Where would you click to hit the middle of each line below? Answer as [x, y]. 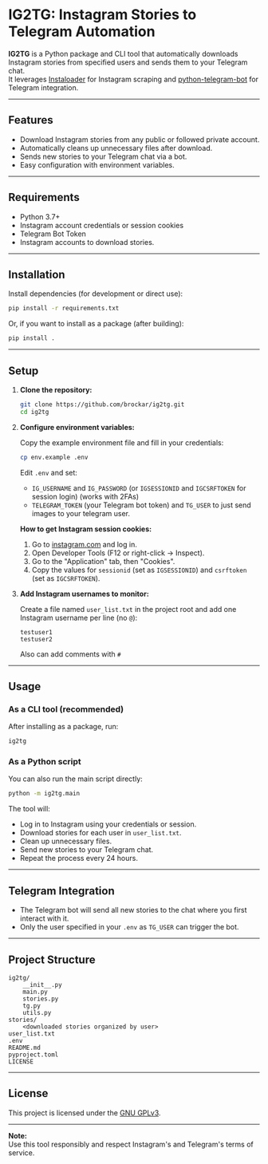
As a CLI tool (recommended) [66, 709]
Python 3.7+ [40, 216]
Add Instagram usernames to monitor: [84, 594]
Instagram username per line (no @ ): [79, 618]
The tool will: [29, 809]
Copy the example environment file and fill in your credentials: [122, 442]
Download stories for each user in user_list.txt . [100, 833]
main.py [35, 992]
